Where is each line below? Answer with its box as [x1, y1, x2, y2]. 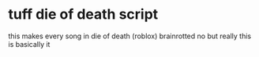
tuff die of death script [8, 5, 159, 23]
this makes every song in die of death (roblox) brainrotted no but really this [8, 31, 252, 41]
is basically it [8, 39, 51, 48]
